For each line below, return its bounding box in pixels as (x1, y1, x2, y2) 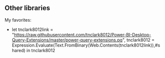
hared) (11, 47, 26, 53)
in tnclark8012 (26, 47, 55, 53)
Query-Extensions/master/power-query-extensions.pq (11, 37, 123, 43)
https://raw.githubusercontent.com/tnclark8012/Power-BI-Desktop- (14, 31, 151, 37)
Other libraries (4, 4, 50, 12)
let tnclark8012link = (11, 27, 53, 32)
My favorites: (4, 17, 32, 23)
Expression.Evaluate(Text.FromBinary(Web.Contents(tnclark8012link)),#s (11, 42, 161, 48)
